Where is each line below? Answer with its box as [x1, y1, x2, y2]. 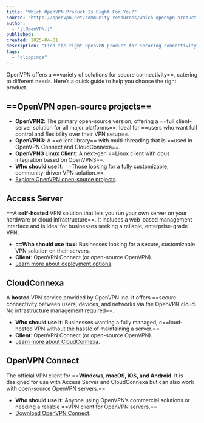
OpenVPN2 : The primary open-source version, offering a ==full [15, 117, 175, 125]
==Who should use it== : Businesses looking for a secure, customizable [15, 241, 195, 248]
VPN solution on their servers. [15, 247, 90, 254]
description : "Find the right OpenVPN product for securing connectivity [6, 43, 197, 49]
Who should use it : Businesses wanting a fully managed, [15, 319, 158, 326]
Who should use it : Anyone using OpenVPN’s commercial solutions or [15, 396, 190, 404]
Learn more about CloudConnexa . [15, 338, 100, 346]
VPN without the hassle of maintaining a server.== [33, 325, 160, 332]
